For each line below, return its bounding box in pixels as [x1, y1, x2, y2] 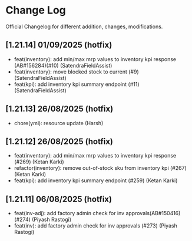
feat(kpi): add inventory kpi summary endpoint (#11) [14, 81, 140, 88]
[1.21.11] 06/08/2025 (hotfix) [5, 194, 112, 204]
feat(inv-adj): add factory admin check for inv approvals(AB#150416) [14, 210, 181, 217]
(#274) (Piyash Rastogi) [14, 216, 72, 223]
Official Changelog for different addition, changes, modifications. [5, 23, 163, 30]
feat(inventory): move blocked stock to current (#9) [14, 68, 139, 75]
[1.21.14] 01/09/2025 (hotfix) [5, 40, 112, 50]
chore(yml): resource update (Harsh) [14, 119, 104, 126]
